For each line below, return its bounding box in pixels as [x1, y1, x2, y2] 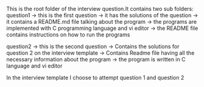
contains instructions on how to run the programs [6, 31, 130, 38]
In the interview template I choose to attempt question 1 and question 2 [6, 74, 185, 81]
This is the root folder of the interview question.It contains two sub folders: [6, 5, 194, 12]
